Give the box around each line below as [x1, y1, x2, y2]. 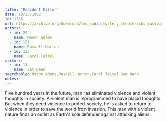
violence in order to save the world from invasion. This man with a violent [5, 106, 155, 112]
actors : [5, 26, 21, 31]
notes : [5, 76, 19, 81]
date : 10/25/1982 [5, 12, 41, 17]
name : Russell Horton [14, 44, 59, 49]
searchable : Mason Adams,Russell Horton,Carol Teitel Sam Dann [5, 72, 139, 77]
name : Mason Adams [14, 35, 52, 40]
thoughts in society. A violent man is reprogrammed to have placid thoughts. [5, 95, 162, 101]
